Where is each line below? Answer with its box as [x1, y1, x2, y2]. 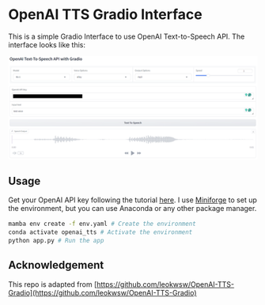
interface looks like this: [8, 40, 85, 49]
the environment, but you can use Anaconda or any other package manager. [8, 204, 257, 213]
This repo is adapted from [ [8, 279, 97, 289]
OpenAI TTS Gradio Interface [8, 6, 203, 24]
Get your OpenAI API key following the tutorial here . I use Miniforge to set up [8, 195, 257, 205]
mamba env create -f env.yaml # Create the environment [8, 220, 196, 228]
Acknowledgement [8, 258, 104, 272]
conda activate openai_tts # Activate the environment [8, 228, 193, 236]
